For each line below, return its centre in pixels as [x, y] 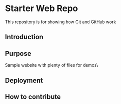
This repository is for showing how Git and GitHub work [60, 22]
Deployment [24, 80]
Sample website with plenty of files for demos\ [52, 65]
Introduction [24, 37]
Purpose [18, 53]
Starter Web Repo [42, 8]
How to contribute [33, 97]
